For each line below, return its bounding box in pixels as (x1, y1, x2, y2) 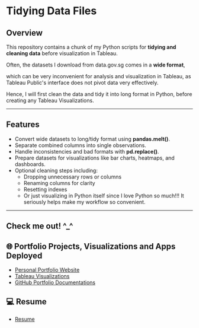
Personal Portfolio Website (14, 266, 80, 273)
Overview (6, 28, 43, 38)
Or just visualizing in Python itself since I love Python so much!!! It (23, 192, 185, 199)
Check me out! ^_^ (6, 221, 73, 231)
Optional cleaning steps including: (14, 167, 98, 174)
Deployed (6, 250, 43, 260)
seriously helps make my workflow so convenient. (23, 198, 146, 205)
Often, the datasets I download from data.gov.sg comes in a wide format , (6, 61, 185, 68)
